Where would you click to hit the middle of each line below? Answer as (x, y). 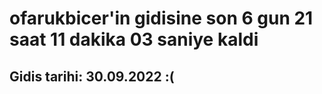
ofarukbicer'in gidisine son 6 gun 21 (161, 18)
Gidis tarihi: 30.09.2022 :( (92, 76)
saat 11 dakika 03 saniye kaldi (134, 39)
